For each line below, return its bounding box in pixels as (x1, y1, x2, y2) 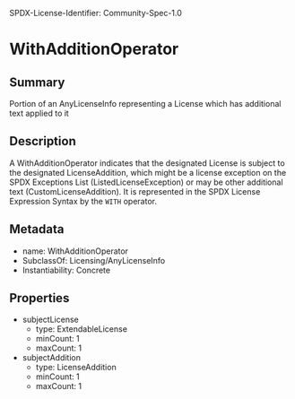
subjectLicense (22, 314, 79, 325)
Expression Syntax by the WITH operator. (9, 195, 157, 206)
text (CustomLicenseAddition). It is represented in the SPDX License (9, 186, 261, 196)
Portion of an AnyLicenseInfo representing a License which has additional (9, 99, 282, 108)
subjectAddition (22, 352, 81, 363)
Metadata (9, 221, 65, 237)
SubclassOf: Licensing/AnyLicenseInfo (22, 255, 166, 265)
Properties (9, 291, 70, 306)
